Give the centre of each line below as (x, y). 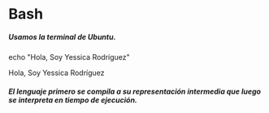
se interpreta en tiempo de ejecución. (73, 100)
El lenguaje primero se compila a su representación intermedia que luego (135, 91)
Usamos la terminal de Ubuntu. (62, 36)
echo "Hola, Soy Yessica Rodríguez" (69, 57)
